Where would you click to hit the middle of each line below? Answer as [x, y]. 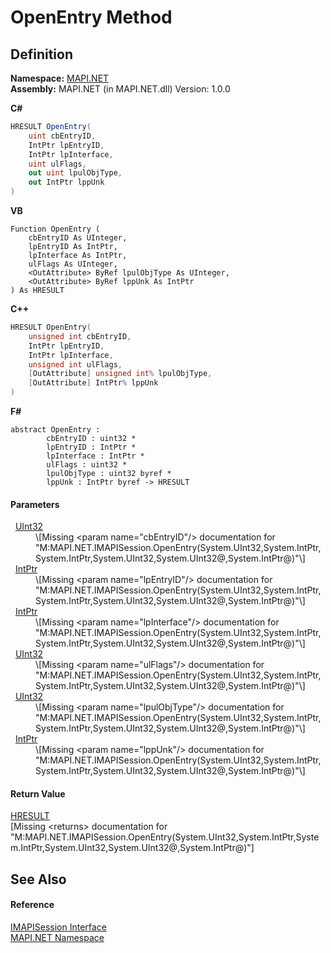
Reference [32, 905]
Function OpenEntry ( [55, 229]
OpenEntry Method [91, 17]
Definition [41, 54]
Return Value [38, 793]
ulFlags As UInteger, [73, 264]
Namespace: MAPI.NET [60, 78]
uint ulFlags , [57, 164]
